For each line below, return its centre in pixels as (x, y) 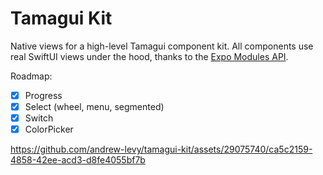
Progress (43, 95)
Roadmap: (31, 76)
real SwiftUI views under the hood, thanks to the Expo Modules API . (149, 56)
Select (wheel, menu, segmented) (94, 106)
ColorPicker (49, 129)
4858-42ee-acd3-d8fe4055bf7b (78, 160)
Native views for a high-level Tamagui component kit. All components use (162, 46)
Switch (39, 118)
